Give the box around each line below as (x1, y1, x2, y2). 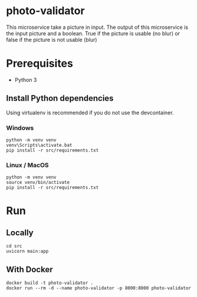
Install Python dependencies (6, 93, 114, 104)
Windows (6, 124, 34, 132)
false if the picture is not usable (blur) (6, 36, 97, 43)
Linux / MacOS (6, 161, 49, 169)
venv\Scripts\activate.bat (6, 142, 73, 148)
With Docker (6, 264, 53, 275)
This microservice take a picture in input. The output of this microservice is (6, 24, 189, 31)
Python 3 (14, 76, 37, 83)
